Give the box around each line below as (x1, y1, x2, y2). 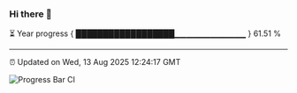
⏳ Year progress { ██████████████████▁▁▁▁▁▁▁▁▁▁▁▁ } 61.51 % (9, 28, 281, 39)
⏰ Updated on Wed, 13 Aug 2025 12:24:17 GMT (9, 57, 181, 68)
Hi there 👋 (9, 8, 53, 20)
